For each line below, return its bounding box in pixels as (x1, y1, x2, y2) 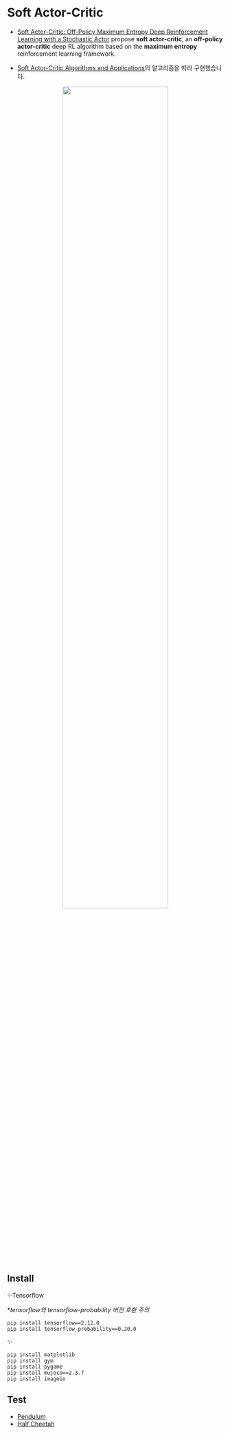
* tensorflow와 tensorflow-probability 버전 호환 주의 (7, 1305, 150, 1314)
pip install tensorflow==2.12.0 (7, 1319, 100, 1326)
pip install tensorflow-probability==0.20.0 (7, 1325, 137, 1332)
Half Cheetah (16, 1420, 55, 1428)
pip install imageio (7, 1375, 67, 1382)
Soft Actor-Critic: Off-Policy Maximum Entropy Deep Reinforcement (16, 28, 208, 36)
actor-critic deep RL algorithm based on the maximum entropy (16, 42, 198, 50)
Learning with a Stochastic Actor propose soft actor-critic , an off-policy (16, 34, 223, 43)
